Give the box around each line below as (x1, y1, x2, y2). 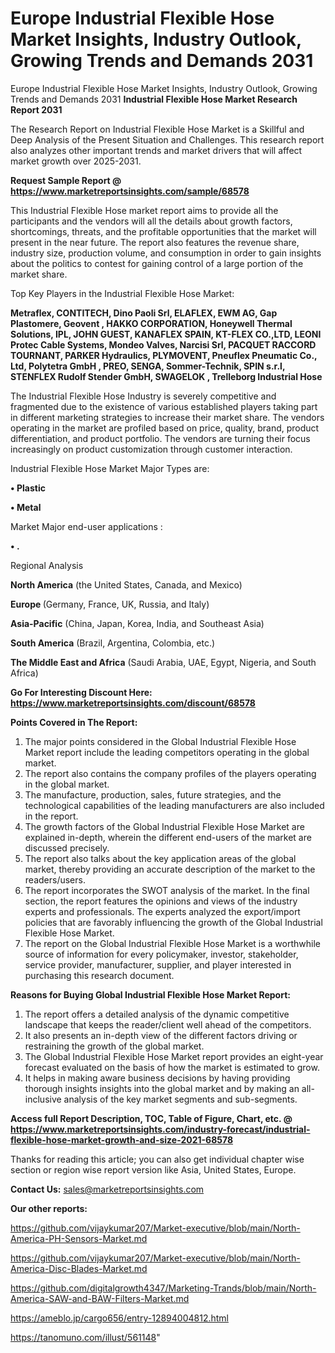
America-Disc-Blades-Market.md (10, 1262, 148, 1274)
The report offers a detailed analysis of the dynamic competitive (24, 1008, 290, 1020)
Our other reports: (10, 1202, 88, 1214)
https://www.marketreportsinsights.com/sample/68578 (10, 185, 250, 197)
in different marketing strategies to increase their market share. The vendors (10, 411, 325, 423)
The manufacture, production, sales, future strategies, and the (24, 788, 282, 801)
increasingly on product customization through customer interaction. (10, 443, 293, 455)
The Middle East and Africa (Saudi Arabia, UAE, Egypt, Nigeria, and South (10, 656, 317, 668)
